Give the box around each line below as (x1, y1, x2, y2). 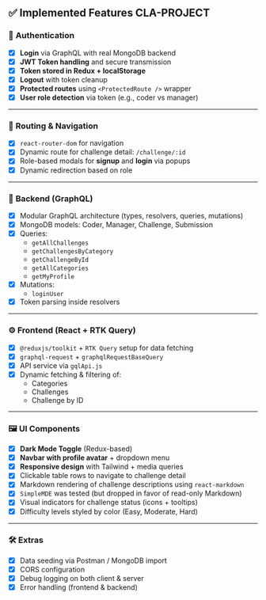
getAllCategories (31, 264, 89, 272)
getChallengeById (31, 256, 89, 264)
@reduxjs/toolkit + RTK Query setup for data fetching (19, 343, 194, 352)
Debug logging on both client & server (19, 573, 144, 583)
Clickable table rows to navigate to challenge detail (19, 471, 186, 480)
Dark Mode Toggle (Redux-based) (19, 444, 133, 454)
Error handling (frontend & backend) (19, 583, 139, 592)
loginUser (31, 291, 65, 298)
